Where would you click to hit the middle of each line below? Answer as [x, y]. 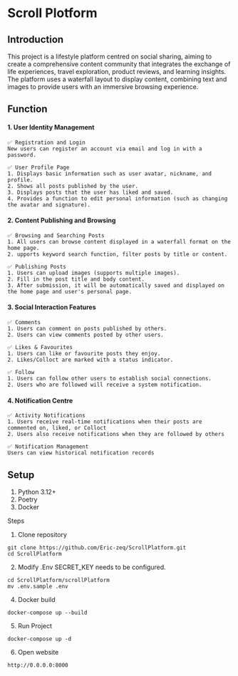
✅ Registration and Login [46, 142]
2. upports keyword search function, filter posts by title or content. [118, 254]
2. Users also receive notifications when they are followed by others [116, 435]
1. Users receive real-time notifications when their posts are [105, 422]
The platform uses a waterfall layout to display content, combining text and [117, 79]
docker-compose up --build [47, 613]
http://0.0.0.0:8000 [38, 665]
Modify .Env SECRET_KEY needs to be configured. [92, 567]
